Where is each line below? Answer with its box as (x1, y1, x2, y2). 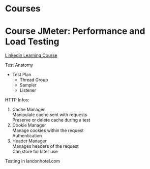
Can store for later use (12, 149, 58, 155)
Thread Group (19, 77, 48, 83)
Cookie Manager (12, 122, 46, 128)
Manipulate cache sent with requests (12, 112, 88, 118)
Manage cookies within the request (12, 127, 84, 133)
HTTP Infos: (5, 97, 30, 103)
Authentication (12, 133, 42, 139)
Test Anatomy (5, 62, 33, 68)
